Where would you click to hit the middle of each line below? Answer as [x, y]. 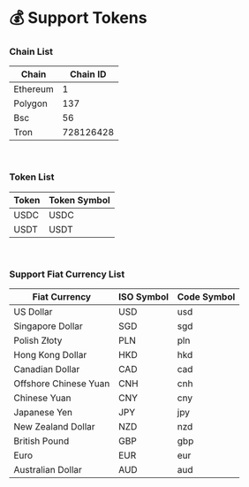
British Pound [41, 441]
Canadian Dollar [47, 369]
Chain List [31, 52]
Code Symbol [206, 297]
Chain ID [88, 74]
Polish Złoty [38, 340]
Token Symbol [79, 200]
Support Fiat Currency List [67, 274]
